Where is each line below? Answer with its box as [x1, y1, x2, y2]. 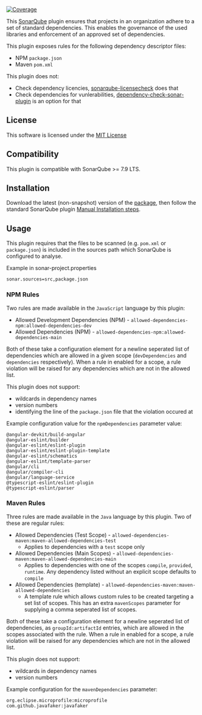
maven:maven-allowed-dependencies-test [15, 538, 117, 544]
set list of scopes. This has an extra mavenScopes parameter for [24, 599, 181, 606]
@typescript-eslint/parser [6, 485, 75, 491]
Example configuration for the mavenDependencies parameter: [6, 685, 158, 693]
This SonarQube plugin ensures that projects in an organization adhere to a [6, 18, 195, 24]
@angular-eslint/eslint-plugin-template [6, 447, 111, 453]
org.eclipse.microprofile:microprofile [6, 697, 108, 703]
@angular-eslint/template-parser [6, 458, 91, 464]
